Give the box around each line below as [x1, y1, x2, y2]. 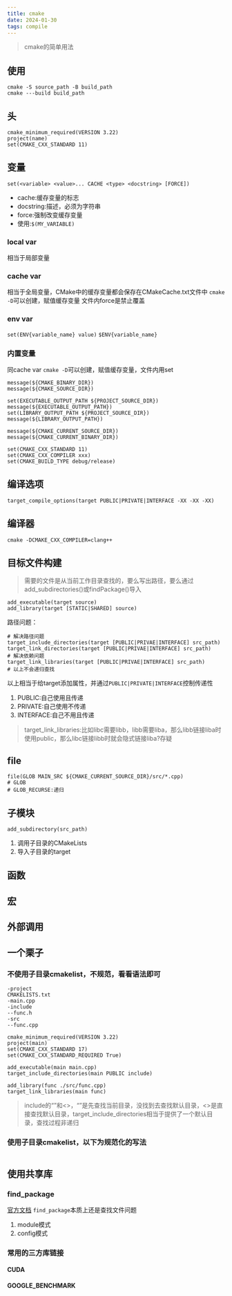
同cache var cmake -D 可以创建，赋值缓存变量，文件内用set [7, 366, 174, 373]
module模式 [17, 1220, 51, 1228]
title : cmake [7, 10, 45, 17]
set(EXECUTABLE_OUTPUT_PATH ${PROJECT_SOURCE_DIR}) [7, 398, 159, 405]
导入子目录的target [17, 848, 71, 856]
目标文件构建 [7, 557, 62, 569]
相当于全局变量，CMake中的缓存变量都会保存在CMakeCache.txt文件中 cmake [7, 288, 225, 296]
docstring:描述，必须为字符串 [17, 202, 101, 210]
